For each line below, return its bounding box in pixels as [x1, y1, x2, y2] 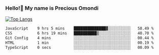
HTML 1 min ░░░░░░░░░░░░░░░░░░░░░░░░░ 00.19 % [5, 40, 154, 45]
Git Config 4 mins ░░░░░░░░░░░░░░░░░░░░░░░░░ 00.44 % [5, 36, 154, 41]
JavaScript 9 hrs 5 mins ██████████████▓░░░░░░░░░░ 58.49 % [5, 26, 154, 31]
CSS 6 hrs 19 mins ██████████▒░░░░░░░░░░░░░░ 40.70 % [5, 31, 154, 36]
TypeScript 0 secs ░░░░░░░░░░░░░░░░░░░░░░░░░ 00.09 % [5, 45, 154, 50]
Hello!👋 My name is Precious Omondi [5, 5, 99, 12]
